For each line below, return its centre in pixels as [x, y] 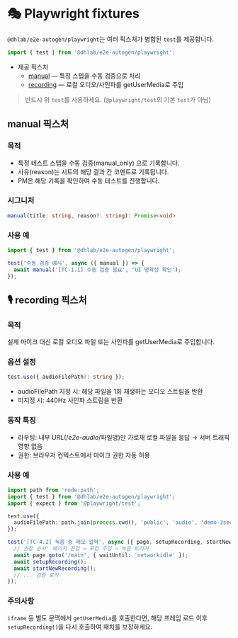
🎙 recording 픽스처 [47, 300]
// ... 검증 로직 [36, 575]
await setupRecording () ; [50, 562]
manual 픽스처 [38, 124]
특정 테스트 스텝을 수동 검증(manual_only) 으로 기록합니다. [98, 163]
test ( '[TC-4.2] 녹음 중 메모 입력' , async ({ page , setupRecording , [105, 542]
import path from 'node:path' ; [53, 490]
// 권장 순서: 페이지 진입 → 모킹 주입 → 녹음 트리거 [81, 549]
